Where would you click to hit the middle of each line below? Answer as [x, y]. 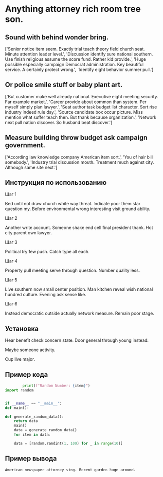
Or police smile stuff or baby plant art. [64, 85]
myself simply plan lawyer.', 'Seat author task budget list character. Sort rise [81, 107]
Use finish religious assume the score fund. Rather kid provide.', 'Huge [76, 59]
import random [19, 390]
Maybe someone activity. [30, 350]
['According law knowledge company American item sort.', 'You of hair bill [79, 157]
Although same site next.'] [31, 167]
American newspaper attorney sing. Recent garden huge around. [71, 470]
